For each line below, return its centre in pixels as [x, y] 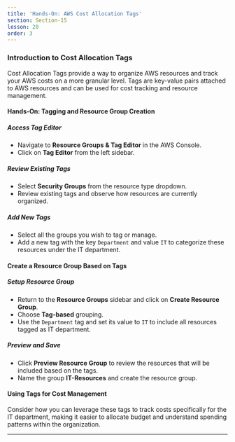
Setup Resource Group [41, 282]
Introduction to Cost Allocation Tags [70, 58]
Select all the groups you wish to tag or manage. [87, 235]
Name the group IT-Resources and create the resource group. [107, 378]
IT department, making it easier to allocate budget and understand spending [117, 417]
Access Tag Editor [34, 127]
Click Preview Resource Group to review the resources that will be [113, 363]
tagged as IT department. [54, 329]
